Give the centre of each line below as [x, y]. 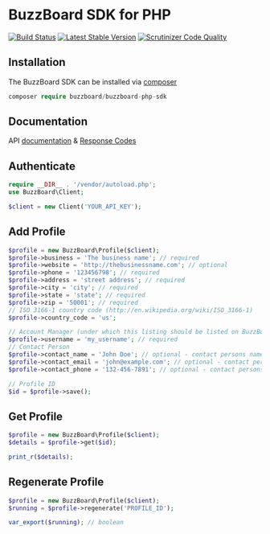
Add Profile [37, 232]
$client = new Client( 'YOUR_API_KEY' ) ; [75, 207]
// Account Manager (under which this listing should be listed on [124, 332]
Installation [37, 62]
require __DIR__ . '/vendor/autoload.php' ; [82, 185]
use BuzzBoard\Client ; [46, 192]
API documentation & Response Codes [72, 141]
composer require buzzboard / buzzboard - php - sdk [88, 97]
